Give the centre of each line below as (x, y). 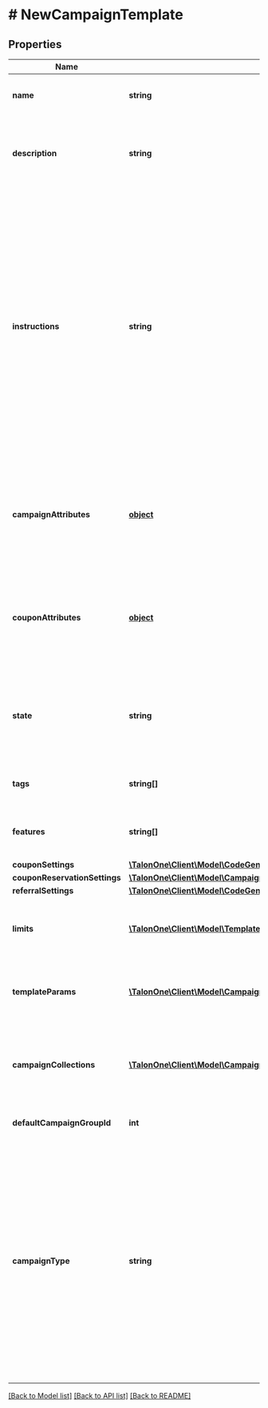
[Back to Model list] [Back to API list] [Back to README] (100, 1396)
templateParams (44, 992)
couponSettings (43, 864)
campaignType (41, 1261)
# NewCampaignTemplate (96, 15)
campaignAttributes (51, 514)
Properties (35, 44)
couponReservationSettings (67, 878)
